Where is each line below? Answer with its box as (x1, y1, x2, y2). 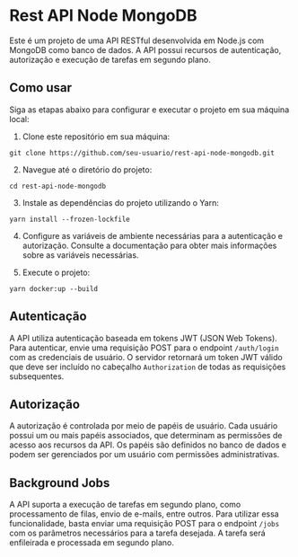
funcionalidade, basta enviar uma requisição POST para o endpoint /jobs (9, 518, 280, 529)
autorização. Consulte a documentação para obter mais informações (22, 240, 277, 251)
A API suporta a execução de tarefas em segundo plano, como (9, 500, 241, 510)
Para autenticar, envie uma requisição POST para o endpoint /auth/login (9, 342, 280, 353)
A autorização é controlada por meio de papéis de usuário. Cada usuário (9, 420, 278, 431)
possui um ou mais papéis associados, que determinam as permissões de (9, 430, 283, 441)
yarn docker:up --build (9, 284, 99, 293)
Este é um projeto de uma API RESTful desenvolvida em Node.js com (9, 35, 265, 46)
